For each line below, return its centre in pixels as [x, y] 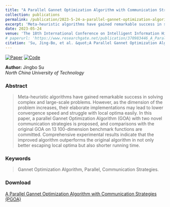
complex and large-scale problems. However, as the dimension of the [90, 102]
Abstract [16, 86]
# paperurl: [18, 39]
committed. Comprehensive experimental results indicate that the [86, 134]
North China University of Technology [45, 73]
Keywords [18, 158]
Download [18, 183]
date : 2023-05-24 [24, 29]
